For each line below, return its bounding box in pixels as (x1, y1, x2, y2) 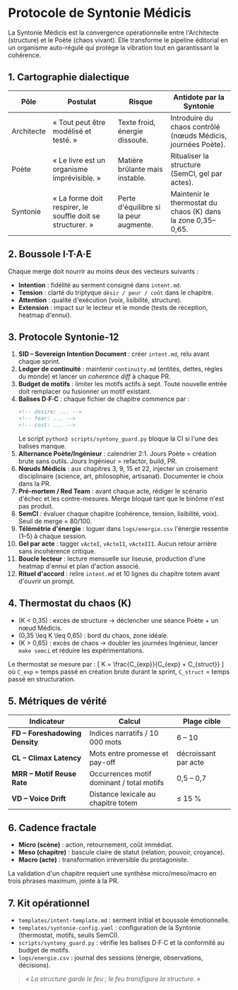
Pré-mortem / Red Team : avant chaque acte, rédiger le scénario (18, 487, 208, 495)
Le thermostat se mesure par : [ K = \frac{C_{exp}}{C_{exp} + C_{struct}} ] (8, 660, 225, 668)
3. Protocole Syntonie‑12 (8, 330, 119, 343)
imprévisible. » (52, 173, 101, 183)
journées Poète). (170, 139, 226, 149)
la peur (117, 210, 141, 220)
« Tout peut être (52, 117, 106, 127)
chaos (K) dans (170, 206, 222, 216)
